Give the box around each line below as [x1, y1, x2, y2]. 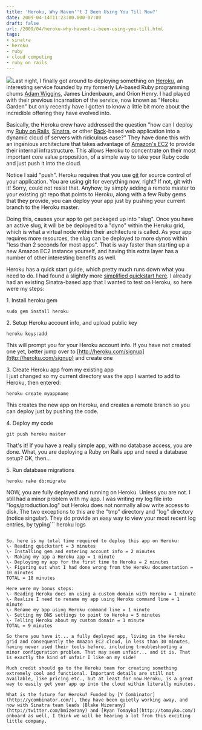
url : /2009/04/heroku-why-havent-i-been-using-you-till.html [6, 25, 164, 32]
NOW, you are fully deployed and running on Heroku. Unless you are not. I [6, 488, 191, 496]
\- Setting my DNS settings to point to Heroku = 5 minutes [6, 612, 161, 618]
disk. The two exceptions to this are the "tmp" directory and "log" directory [6, 508, 194, 515]
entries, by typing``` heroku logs [6, 520, 86, 528]
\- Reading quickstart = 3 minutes [6, 543, 96, 549]
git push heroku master [6, 431, 67, 437]
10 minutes [6, 569, 34, 576]
